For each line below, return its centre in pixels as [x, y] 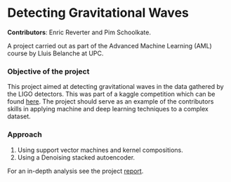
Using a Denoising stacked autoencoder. [76, 157]
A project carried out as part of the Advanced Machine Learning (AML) [110, 45]
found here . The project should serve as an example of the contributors [111, 101]
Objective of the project [48, 71]
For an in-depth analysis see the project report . [75, 171]
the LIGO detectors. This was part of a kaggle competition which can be [111, 94]
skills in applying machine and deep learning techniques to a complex [108, 109]
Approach [25, 134]
